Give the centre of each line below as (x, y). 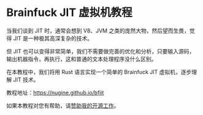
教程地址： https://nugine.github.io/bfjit (55, 92)
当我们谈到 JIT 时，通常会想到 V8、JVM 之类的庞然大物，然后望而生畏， (98, 31)
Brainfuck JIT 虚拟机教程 (70, 13)
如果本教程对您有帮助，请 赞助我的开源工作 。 (63, 105)
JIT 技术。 (26, 80)
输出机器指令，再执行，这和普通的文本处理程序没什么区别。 (82, 59)
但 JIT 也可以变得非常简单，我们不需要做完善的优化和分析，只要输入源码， (101, 51)
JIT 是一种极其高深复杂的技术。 (53, 38)
